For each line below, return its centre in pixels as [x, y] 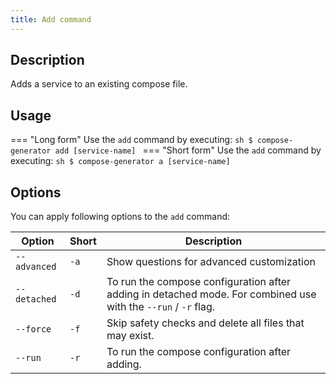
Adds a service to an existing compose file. [99, 84]
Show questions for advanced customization [211, 262]
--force [33, 329]
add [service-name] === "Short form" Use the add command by [188, 150]
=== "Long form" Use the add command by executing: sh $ [131, 140]
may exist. [130, 336]
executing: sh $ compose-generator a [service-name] [120, 161]
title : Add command [51, 19]
